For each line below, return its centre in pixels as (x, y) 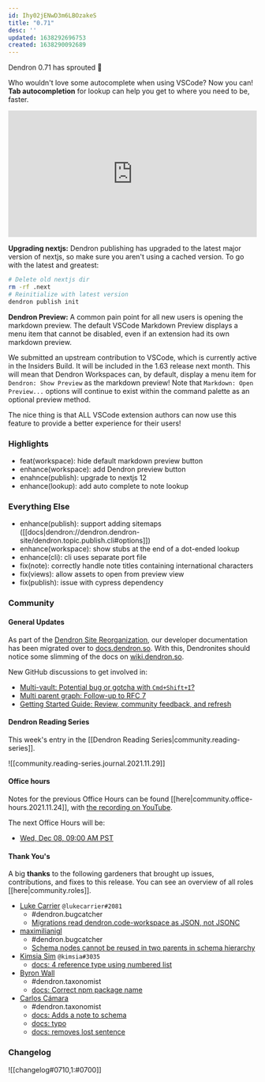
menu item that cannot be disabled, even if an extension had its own (119, 334)
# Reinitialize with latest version (68, 295)
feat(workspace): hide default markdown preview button (111, 461)
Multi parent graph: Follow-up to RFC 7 (83, 695)
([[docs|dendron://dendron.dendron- (80, 532)
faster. (19, 100)
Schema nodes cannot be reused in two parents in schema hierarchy (143, 948)
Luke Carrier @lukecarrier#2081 (71, 906)
